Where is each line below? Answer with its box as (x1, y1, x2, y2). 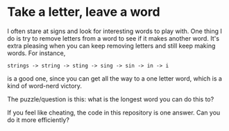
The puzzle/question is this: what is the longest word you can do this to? (7, 94, 214, 103)
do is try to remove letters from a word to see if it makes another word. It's (7, 34, 220, 42)
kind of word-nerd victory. (7, 81, 82, 90)
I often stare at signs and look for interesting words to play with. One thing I (7, 27, 222, 35)
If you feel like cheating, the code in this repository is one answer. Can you (7, 108, 221, 117)
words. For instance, (7, 49, 66, 57)
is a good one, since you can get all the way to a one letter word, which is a (7, 74, 222, 83)
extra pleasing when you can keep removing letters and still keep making (7, 41, 216, 50)
